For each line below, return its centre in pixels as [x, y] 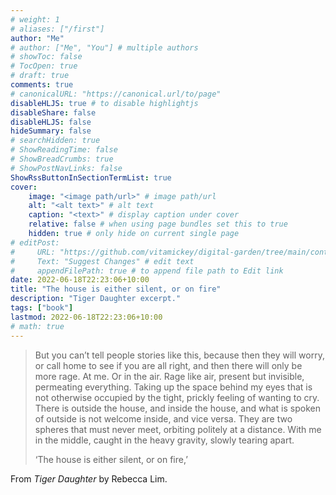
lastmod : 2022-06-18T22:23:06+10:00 [86, 317]
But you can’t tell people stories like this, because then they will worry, [179, 355]
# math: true [37, 326]
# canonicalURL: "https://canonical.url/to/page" [116, 94]
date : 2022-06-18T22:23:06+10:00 [80, 280]
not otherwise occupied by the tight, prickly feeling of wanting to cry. [177, 397]
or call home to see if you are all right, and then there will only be [168, 365]
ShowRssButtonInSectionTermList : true [91, 177]
